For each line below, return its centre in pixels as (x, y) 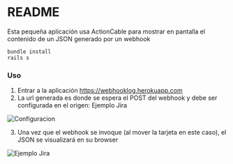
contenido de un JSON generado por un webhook (79, 38)
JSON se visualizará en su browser (68, 140)
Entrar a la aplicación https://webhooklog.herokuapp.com (100, 91)
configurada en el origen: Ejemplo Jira (72, 105)
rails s (18, 58)
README (33, 12)
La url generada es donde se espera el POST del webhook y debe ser (117, 98)
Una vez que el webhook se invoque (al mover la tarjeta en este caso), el (122, 133)
